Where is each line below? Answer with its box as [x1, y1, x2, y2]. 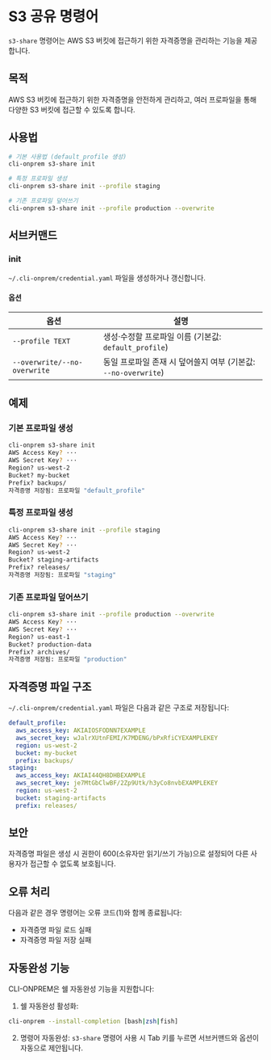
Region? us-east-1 [8, 633, 70, 641]
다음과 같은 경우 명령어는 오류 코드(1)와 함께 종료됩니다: [8, 908, 182, 918]
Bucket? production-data [8, 640, 92, 649]
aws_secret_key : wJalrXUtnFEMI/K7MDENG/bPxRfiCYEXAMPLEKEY [15, 734, 219, 742]
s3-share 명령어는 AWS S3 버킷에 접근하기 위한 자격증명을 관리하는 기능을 [8, 36, 243, 45]
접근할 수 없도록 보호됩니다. [29, 859, 116, 869]
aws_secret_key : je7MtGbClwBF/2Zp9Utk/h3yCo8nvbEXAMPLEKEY [15, 779, 219, 788]
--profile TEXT [12, 336, 71, 346]
